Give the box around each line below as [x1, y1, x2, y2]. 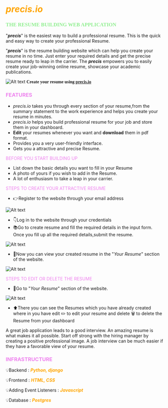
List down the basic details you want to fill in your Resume [12, 165, 133, 171]
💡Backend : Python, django [5, 367, 63, 373]
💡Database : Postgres [5, 397, 51, 403]
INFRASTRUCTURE [5, 355, 53, 362]
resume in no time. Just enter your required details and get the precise [5, 53, 151, 59]
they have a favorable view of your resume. [5, 343, 95, 349]
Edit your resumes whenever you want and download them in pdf [12, 129, 149, 136]
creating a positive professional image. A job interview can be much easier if [5, 338, 163, 344]
